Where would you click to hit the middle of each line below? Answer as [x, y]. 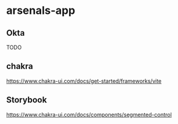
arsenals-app [41, 11]
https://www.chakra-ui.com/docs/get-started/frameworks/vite [84, 81]
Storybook [27, 100]
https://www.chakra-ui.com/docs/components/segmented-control [89, 114]
